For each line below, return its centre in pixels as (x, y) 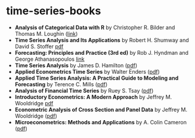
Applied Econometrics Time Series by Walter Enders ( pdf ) (87, 71)
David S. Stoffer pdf (39, 46)
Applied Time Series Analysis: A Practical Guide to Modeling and (97, 78)
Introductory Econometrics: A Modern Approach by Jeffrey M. (93, 97)
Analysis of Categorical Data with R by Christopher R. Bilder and (95, 27)
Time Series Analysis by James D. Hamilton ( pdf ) (76, 65)
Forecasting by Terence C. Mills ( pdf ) (61, 84)
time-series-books (54, 11)
